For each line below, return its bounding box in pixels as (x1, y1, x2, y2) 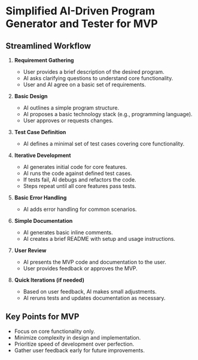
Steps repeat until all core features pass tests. (23, 183, 136, 189)
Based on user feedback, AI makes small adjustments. (23, 288, 157, 295)
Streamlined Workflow (5, 41, 91, 51)
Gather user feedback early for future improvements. (14, 346, 145, 354)
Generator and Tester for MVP (5, 17, 158, 31)
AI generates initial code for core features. (23, 164, 127, 170)
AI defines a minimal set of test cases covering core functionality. (23, 140, 185, 147)
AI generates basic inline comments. (23, 229, 113, 236)
